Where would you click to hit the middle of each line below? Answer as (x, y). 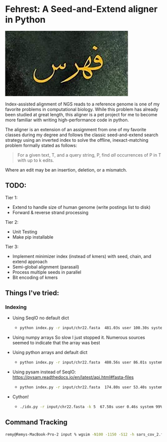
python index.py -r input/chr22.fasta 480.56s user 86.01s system (91, 362)
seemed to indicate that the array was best (56, 343)
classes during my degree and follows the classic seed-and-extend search (82, 135)
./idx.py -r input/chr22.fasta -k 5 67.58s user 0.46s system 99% (91, 407)
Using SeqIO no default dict (41, 318)
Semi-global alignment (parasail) (46, 266)
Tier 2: (12, 222)
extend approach (30, 262)
